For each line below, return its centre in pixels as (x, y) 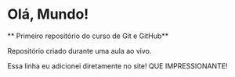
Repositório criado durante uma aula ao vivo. (80, 51)
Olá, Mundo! (48, 14)
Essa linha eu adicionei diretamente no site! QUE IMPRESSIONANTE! (117, 66)
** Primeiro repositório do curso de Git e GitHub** (88, 36)
